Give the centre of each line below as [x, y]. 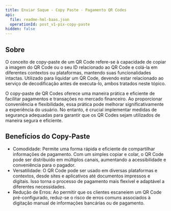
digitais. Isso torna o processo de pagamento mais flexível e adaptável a [89, 181]
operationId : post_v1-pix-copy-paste [50, 24]
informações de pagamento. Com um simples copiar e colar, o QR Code [88, 154]
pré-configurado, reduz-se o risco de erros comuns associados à [81, 197]
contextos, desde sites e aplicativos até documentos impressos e [81, 176]
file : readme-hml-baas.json [40, 19]
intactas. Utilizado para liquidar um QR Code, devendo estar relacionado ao [84, 78]
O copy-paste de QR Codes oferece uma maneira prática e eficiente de [80, 93]
